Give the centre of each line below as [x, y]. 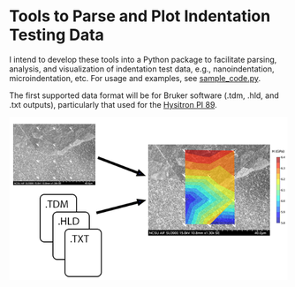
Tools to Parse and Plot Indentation [140, 16]
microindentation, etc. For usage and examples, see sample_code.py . [135, 78]
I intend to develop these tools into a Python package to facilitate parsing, [143, 59]
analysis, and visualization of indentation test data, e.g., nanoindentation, [142, 69]
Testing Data [57, 35]
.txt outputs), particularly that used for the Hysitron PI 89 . [113, 104]
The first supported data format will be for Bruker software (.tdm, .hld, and [144, 95]
